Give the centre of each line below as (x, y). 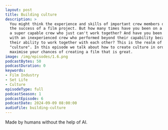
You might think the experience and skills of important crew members (85, 24)
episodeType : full (24, 89)
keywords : (15, 71)
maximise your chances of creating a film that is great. (71, 52)
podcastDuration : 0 (25, 66)
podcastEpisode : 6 (24, 98)
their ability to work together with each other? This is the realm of (86, 43)
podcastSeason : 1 (23, 94)
